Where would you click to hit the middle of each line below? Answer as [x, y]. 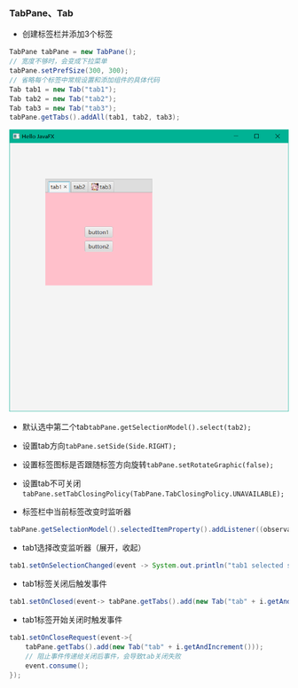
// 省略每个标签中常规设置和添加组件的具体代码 [85, 80]
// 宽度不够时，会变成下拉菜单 [59, 62]
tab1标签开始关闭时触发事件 [72, 620]
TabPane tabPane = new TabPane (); [73, 52]
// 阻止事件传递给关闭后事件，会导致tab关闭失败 [103, 656]
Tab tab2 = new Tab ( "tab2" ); [63, 98]
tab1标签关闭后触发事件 [65, 584]
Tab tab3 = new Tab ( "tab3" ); [63, 108]
